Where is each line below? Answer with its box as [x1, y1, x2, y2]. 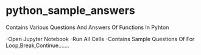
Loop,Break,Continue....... [5, 42, 69, 49]
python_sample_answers [5, 4, 135, 18]
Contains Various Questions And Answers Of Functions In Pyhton [5, 24, 169, 31]
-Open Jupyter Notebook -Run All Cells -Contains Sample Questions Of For [5, 35, 195, 42]
